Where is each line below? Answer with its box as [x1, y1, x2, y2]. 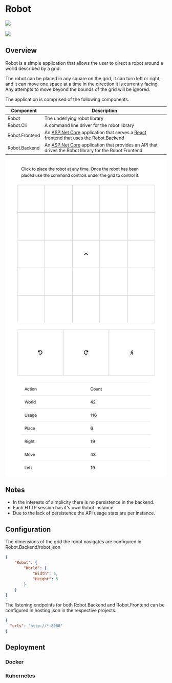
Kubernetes [5, 672, 35, 679]
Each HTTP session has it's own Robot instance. [12, 505, 115, 511]
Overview [5, 46, 37, 55]
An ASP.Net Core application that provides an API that [44, 142, 158, 148]
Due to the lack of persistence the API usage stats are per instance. [12, 510, 155, 516]
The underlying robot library [44, 115, 104, 121]
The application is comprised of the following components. [5, 96, 130, 102]
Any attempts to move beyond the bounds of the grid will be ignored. [5, 86, 150, 93]
